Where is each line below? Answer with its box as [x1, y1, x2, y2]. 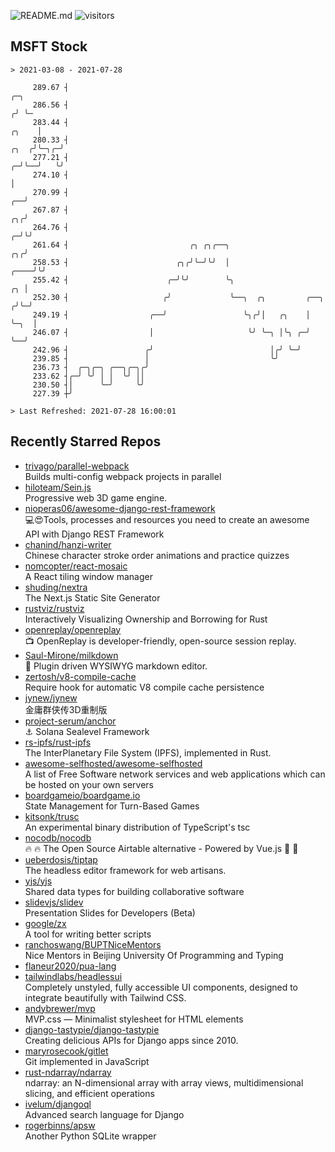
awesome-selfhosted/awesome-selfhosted [24, 757, 203, 769]
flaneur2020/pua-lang [24, 960, 117, 972]
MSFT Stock [10, 38, 88, 55]
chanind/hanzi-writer [24, 538, 112, 550]
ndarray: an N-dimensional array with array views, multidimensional [24, 1076, 304, 1089]
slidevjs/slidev [24, 896, 84, 908]
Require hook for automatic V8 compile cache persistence [24, 681, 265, 693]
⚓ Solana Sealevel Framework [24, 725, 150, 737]
